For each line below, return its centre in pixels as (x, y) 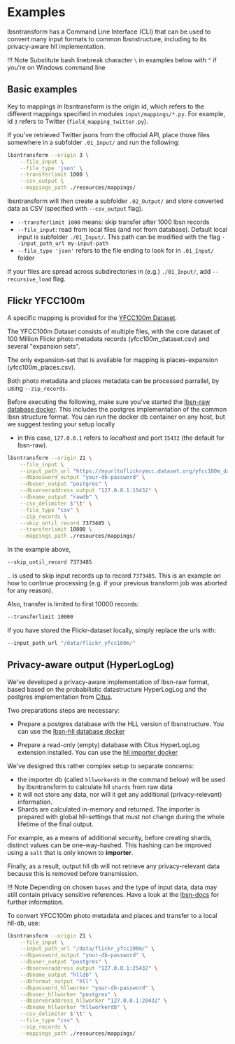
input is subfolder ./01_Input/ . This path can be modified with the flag (119, 237)
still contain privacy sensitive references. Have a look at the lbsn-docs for (113, 894)
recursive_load (29, 279)
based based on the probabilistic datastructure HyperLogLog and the (107, 689)
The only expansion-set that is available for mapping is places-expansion (113, 360)
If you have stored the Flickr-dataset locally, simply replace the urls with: (112, 630)
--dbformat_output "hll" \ (59, 981)
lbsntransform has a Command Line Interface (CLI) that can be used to (109, 32)
